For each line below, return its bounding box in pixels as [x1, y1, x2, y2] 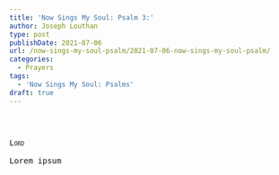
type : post [9, 30, 50, 39]
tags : [9, 72, 30, 81]
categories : [9, 55, 54, 64]
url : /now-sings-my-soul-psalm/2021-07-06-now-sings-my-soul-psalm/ [9, 47, 271, 56]
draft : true [9, 88, 54, 97]
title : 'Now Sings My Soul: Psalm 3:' [9, 13, 154, 22]
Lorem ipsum [9, 155, 62, 166]
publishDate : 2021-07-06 [9, 38, 102, 48]
